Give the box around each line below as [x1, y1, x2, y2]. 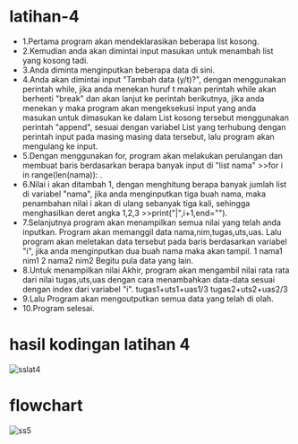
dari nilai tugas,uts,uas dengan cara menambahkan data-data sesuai [21, 274, 276, 284]
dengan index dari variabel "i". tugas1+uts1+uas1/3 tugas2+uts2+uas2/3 [21, 283, 288, 294]
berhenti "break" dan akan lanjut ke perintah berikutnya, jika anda [21, 92, 265, 104]
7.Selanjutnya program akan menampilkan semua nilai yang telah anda [21, 217, 282, 228]
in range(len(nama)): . [21, 169, 103, 180]
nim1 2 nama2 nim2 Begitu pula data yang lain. [21, 255, 194, 266]
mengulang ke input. [21, 141, 98, 152]
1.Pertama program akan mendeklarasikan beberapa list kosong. [21, 36, 260, 47]
